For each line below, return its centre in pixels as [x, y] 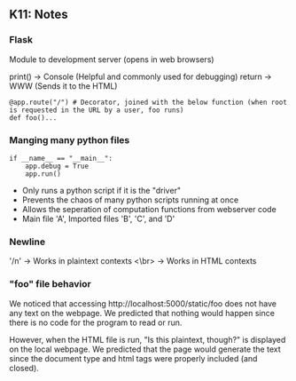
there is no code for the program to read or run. [96, 322]
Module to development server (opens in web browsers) [112, 59]
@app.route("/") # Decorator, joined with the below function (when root [148, 102]
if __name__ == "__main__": [61, 158]
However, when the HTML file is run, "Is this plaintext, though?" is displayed [148, 339]
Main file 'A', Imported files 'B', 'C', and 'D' [98, 218]
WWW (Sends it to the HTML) [63, 86]
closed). [24, 368]
